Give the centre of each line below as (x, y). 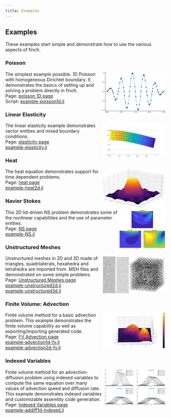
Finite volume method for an (35, 372)
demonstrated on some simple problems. (48, 274)
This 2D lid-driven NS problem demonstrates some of (61, 212)
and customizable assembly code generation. (53, 399)
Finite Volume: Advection (37, 304)
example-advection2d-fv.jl (33, 348)
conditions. (17, 137)
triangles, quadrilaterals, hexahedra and (47, 263)
